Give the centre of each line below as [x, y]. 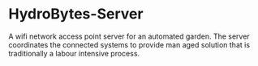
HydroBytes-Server [76, 14]
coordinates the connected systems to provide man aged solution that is [129, 44]
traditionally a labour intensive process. [74, 53]
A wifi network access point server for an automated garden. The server [129, 36]
